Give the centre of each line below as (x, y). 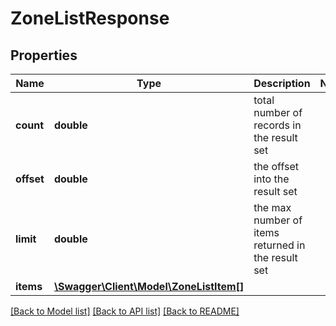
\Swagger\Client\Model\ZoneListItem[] (149, 286)
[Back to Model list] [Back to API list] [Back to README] (125, 311)
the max (272, 207)
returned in (279, 245)
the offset (276, 166)
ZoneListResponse (90, 18)
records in (277, 125)
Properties (44, 55)
